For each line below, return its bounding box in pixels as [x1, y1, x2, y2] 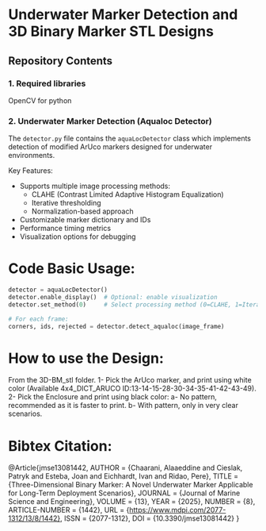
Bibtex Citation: [8, 437, 112, 455]
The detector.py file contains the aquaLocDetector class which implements [8, 133, 252, 144]
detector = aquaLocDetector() [8, 286, 108, 294]
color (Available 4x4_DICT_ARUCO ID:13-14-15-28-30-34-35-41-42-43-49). [8, 383, 257, 394]
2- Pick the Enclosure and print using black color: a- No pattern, [8, 392, 218, 402]
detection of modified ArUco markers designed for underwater [8, 142, 212, 152]
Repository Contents [8, 54, 113, 67]
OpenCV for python [8, 95, 72, 105]
